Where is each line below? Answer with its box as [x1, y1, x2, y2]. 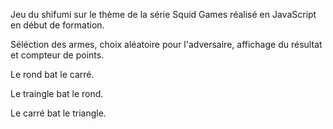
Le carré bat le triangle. [10, 107, 107, 119]
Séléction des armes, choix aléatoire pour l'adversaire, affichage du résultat [10, 39, 323, 50]
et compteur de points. [10, 49, 105, 61]
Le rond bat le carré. [10, 69, 95, 80]
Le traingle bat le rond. [10, 88, 104, 99]
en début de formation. [10, 19, 105, 31]
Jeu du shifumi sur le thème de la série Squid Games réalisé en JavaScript [10, 9, 317, 20]
